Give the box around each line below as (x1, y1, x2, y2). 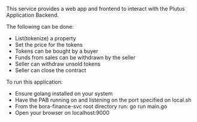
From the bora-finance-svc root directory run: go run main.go (14, 103, 168, 110)
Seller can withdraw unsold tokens (14, 60, 101, 67)
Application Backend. (6, 11, 59, 19)
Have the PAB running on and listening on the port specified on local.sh (14, 96, 192, 103)
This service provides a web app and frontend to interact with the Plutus (6, 5, 185, 12)
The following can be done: (6, 23, 74, 30)
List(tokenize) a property (14, 35, 76, 41)
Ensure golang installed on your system (14, 90, 113, 97)
